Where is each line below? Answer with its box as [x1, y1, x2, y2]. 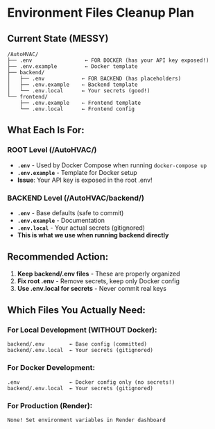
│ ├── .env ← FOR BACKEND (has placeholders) [7, 75, 182, 82]
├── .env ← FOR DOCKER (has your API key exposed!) [7, 57, 209, 64]
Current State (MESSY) [7, 33, 109, 44]
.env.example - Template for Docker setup [17, 168, 137, 176]
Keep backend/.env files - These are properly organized [17, 269, 180, 278]
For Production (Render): [7, 401, 93, 410]
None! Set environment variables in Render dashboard [7, 417, 166, 424]
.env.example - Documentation [17, 216, 105, 224]
